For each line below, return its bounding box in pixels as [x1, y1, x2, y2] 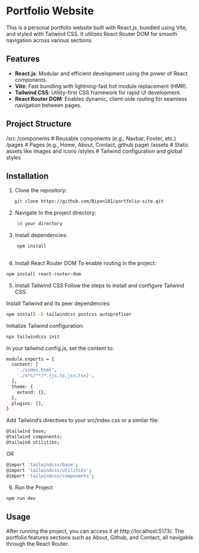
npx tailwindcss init [6, 333, 60, 340]
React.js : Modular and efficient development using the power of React [14, 70, 188, 77]
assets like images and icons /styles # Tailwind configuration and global [6, 148, 183, 155]
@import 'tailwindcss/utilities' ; [6, 467, 92, 473]
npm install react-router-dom [6, 271, 82, 277]
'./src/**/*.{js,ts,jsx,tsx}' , [17, 373, 95, 379]
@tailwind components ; [6, 434, 63, 440]
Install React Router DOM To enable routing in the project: [14, 259, 157, 266]
